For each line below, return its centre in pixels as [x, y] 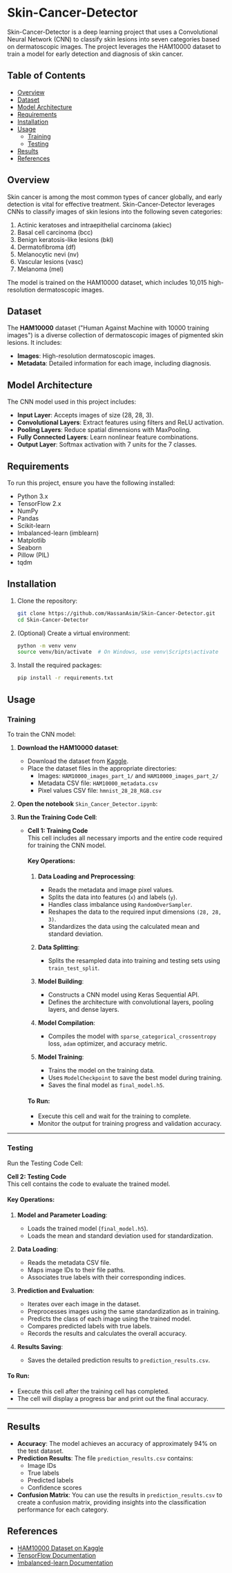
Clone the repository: [47, 601]
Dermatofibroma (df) [46, 247]
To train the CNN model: [41, 734]
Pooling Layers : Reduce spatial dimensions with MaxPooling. [104, 430]
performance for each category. [63, 1509]
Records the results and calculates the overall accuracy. [107, 1333]
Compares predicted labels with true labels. [89, 1326]
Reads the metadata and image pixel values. [111, 890]
